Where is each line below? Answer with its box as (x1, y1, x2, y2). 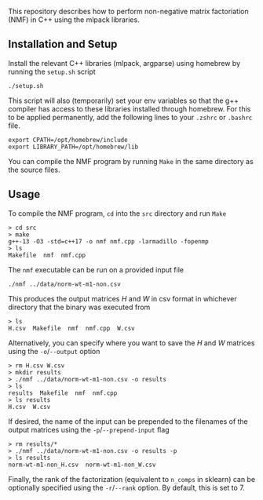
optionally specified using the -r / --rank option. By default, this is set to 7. (8, 483, 245, 492)
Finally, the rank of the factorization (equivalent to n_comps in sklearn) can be (8, 474, 256, 484)
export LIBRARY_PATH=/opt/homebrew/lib (8, 143, 139, 151)
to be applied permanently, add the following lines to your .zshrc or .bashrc (8, 112, 253, 122)
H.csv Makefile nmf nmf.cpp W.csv (8, 324, 135, 332)
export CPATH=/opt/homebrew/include (8, 136, 128, 144)
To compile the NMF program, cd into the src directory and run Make (8, 208, 227, 218)
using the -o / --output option (8, 346, 100, 356)
